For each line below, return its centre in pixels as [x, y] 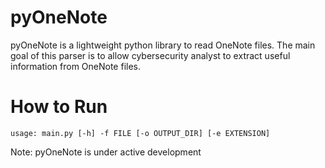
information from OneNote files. [76, 66]
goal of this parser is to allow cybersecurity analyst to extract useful [150, 55]
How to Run [59, 107]
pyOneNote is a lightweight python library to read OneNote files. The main [163, 45]
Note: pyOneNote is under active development [106, 152]
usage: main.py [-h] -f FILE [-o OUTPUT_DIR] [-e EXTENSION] [140, 133]
